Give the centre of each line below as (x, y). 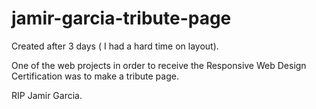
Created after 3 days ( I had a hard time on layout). (115, 46)
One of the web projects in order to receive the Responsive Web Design (159, 65)
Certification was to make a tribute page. (95, 76)
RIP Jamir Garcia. (47, 95)
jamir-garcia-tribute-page (121, 18)
